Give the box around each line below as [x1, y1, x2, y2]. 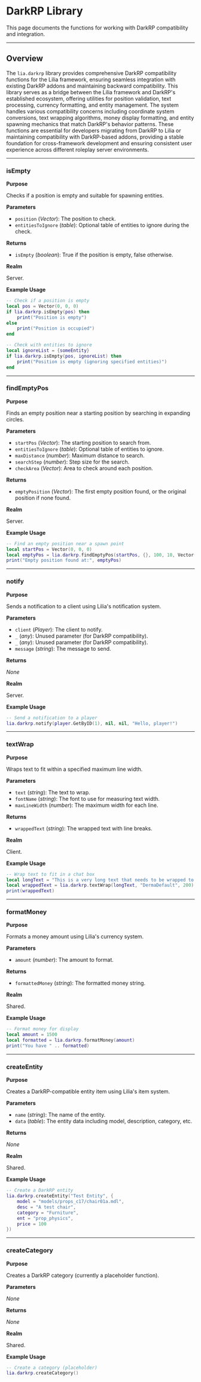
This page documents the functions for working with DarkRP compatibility [6, 24, 188, 31]
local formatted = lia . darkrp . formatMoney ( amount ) [6, 1037, 135, 1043]
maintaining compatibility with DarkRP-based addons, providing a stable [6, 133, 184, 140]
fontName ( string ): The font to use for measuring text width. [14, 795, 160, 802]
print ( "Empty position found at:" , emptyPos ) [6, 557, 121, 564]
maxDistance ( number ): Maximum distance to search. [14, 451, 145, 459]
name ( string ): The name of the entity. [14, 1111, 106, 1118]
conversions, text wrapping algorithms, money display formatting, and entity [6, 114, 194, 121]
